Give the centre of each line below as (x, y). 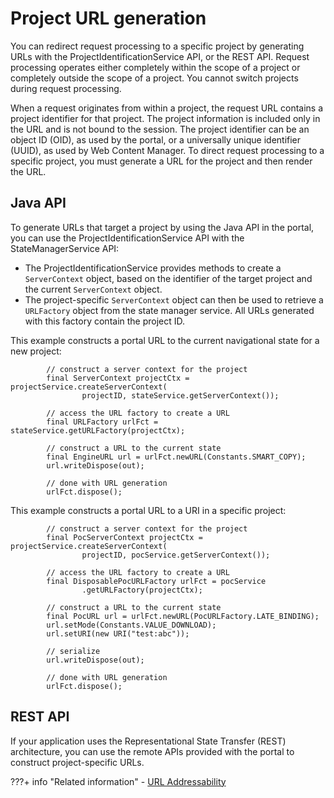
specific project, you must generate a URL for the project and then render (161, 161)
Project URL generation (108, 18)
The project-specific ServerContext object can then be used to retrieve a (174, 299)
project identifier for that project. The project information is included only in (165, 118)
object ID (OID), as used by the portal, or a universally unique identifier (156, 139)
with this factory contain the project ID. (105, 321)
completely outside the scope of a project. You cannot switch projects (154, 78)
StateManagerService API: (65, 248)
